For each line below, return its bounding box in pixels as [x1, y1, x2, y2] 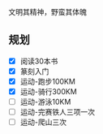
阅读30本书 [19, 56, 58, 66]
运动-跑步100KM [19, 76, 75, 86]
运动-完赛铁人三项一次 [19, 107, 96, 117]
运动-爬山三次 [19, 117, 67, 128]
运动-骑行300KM [19, 87, 77, 96]
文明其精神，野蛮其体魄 [8, 7, 87, 16]
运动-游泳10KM [19, 97, 71, 107]
